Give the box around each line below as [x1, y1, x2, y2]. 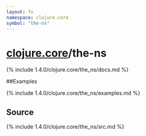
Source [6, 107, 34, 117]
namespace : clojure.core [6, 15, 69, 21]
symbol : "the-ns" [6, 20, 50, 26]
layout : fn [6, 8, 34, 15]
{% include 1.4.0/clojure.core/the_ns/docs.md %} [6, 66, 129, 73]
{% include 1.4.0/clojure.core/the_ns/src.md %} [6, 123, 125, 131]
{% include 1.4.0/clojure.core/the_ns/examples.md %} [6, 89, 141, 97]
